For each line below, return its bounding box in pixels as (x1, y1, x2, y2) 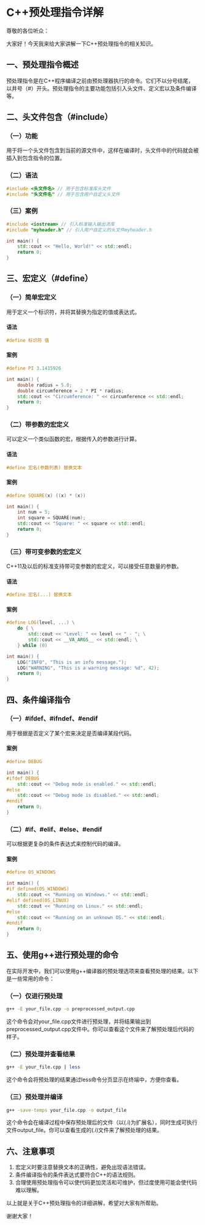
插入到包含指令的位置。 (6, 154, 65, 162)
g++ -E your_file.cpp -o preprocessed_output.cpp (6, 1006, 135, 1012)
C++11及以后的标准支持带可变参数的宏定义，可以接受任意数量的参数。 (6, 563, 182, 570)
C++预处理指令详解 (6, 6, 104, 20)
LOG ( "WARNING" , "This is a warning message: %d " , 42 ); (17, 665, 160, 671)
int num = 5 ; (17, 509, 51, 516)
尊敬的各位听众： (6, 27, 49, 34)
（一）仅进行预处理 (6, 991, 63, 1000)
